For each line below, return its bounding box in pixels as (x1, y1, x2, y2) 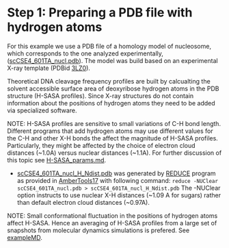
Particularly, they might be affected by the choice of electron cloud (7, 141, 196, 149)
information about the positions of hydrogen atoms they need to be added (7, 99, 215, 107)
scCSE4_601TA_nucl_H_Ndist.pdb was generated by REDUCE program (16, 169, 217, 177)
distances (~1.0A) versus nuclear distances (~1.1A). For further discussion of (7, 149, 222, 157)
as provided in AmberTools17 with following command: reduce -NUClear (16, 176, 219, 184)
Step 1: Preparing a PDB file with (7, 5, 193, 21)
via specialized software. (7, 106, 77, 114)
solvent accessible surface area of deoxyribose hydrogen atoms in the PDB (7, 84, 219, 92)
